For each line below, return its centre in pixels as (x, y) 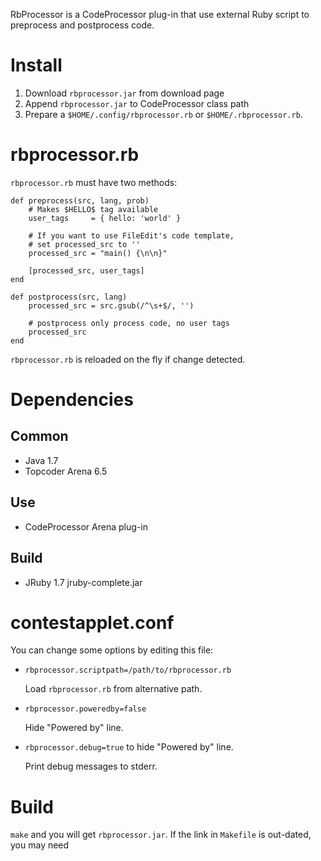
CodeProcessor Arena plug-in (86, 526)
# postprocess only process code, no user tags (129, 323)
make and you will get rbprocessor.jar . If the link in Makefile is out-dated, (161, 835)
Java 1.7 (41, 460)
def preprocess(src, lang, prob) (80, 200)
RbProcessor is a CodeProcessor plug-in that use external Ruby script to (160, 14)
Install (36, 65)
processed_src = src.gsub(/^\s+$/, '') (111, 305)
